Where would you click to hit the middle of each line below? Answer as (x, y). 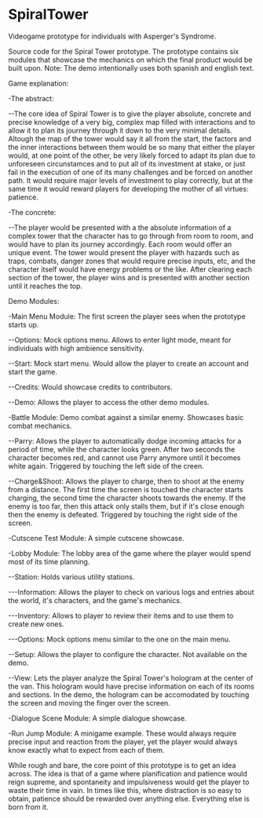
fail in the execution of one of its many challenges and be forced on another (131, 172)
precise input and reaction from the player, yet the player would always (123, 741)
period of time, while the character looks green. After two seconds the (122, 449)
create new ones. (36, 624)
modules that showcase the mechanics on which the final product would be (130, 60)
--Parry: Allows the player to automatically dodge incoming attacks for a (125, 440)
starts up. (24, 324)
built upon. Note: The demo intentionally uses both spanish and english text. (131, 68)
